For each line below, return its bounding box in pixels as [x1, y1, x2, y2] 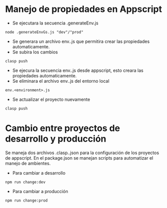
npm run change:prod [5, 198, 48, 203]
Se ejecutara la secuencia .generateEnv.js [12, 20, 99, 26]
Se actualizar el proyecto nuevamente [12, 96, 91, 102]
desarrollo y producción [5, 133, 106, 145]
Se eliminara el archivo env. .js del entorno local [12, 78, 110, 84]
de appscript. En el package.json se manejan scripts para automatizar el [5, 155, 154, 161]
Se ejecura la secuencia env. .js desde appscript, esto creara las [12, 67, 144, 73]
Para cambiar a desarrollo [12, 170, 66, 176]
